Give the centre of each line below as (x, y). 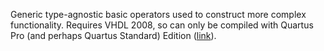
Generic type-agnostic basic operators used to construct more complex (158, 14)
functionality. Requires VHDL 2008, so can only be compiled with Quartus (162, 25)
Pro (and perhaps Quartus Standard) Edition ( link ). (113, 35)
